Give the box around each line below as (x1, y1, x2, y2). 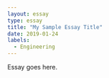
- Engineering (13, 43, 55, 50)
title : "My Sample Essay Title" (7, 23, 103, 30)
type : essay (7, 17, 42, 24)
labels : (7, 37, 30, 44)
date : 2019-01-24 (7, 30, 59, 38)
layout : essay (7, 10, 50, 18)
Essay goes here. (7, 63, 58, 71)
